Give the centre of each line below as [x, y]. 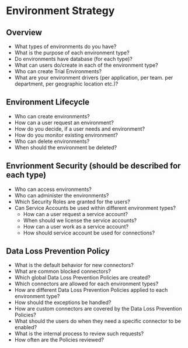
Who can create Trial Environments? [58, 71]
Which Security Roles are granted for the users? [72, 202]
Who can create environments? [52, 116]
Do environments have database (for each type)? [73, 59]
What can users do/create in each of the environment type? [86, 65]
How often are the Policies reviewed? [59, 340]
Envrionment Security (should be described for [93, 166]
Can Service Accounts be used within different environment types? [95, 208]
